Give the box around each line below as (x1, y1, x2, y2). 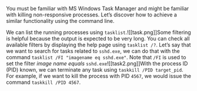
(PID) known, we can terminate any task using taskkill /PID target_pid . (6, 66, 183, 73)
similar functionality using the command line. (6, 18, 115, 24)
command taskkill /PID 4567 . (6, 79, 81, 86)
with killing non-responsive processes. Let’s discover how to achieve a (6, 11, 178, 18)
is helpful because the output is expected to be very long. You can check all (6, 35, 190, 42)
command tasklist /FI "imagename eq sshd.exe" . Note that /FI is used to (6, 54, 186, 60)
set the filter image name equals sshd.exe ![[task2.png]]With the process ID (6, 60, 188, 67)
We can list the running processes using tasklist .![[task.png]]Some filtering (6, 29, 191, 36)
